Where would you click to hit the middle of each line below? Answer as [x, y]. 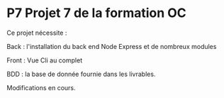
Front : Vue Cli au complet [45, 60]
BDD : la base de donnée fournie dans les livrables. [81, 74]
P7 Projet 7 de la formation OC [97, 13]
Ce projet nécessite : [37, 33]
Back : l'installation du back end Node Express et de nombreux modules [112, 46]
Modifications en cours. [41, 87]
